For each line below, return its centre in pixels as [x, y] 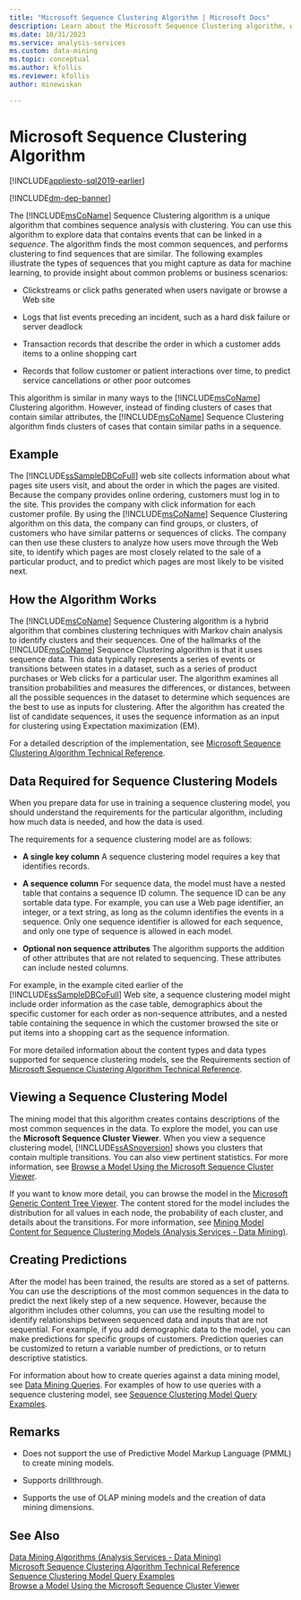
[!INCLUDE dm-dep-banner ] [60, 197]
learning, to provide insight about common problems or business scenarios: [149, 272]
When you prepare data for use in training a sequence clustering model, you [150, 803]
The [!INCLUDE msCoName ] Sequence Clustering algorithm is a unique [140, 215]
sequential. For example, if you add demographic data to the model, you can [150, 1329]
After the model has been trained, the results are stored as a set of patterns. [150, 1281]
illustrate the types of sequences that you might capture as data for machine [150, 263]
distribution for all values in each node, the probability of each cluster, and [146, 1212]
